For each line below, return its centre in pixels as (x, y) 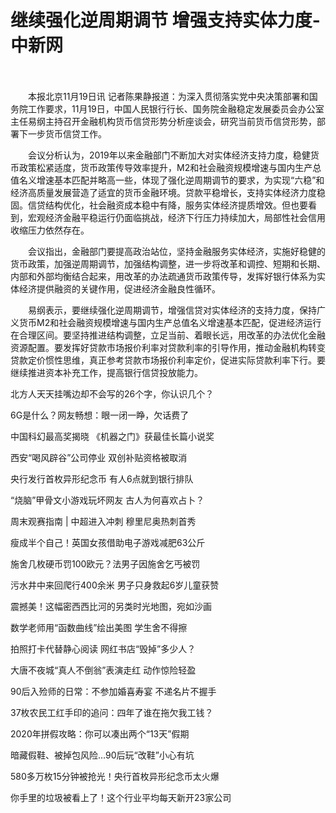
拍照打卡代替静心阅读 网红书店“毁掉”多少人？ (103, 648)
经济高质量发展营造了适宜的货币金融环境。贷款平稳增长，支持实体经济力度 (163, 192)
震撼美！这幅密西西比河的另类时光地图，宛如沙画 (111, 606)
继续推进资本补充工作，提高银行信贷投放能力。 (106, 372)
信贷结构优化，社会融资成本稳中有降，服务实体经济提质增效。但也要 (167, 205)
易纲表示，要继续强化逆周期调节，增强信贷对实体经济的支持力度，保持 (172, 310)
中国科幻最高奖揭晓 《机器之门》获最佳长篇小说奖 (112, 436)
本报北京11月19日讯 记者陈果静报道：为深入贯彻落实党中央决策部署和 (168, 96)
